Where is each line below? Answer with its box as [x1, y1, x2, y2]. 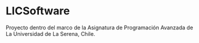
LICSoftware [5, 4, 71, 18]
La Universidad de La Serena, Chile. [5, 30, 96, 37]
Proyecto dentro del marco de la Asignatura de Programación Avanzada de [5, 24, 194, 31]
